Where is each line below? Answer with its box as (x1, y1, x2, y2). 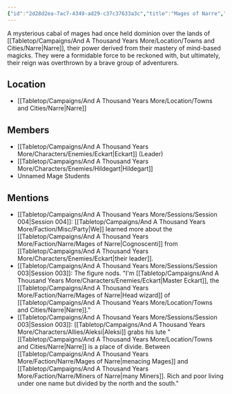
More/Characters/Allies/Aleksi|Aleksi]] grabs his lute (17, 328, 166, 336)
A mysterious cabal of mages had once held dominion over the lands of (7, 29, 211, 37)
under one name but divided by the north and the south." (17, 379, 180, 388)
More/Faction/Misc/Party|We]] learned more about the (17, 225, 173, 234)
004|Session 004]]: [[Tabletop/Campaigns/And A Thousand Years (17, 218, 206, 226)
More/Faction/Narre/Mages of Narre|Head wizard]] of (17, 291, 171, 299)
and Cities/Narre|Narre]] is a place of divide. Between (17, 343, 171, 351)
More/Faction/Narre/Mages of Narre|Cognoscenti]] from (17, 240, 178, 248)
